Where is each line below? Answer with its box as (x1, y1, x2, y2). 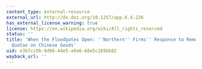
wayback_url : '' (6, 53, 47, 59)
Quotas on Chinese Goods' (11, 43, 77, 49)
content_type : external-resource (6, 8, 90, 15)
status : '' (6, 31, 34, 37)
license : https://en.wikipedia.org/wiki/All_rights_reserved (6, 25, 163, 32)
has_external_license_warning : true (6, 20, 98, 26)
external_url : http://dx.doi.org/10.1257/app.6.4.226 (6, 14, 144, 20)
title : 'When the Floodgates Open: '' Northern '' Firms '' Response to (6, 37, 185, 43)
